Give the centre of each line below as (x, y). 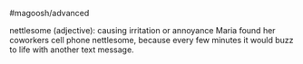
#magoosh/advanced (49, 13)
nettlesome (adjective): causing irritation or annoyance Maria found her (142, 30)
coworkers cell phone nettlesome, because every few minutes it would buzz (151, 40)
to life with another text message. (72, 50)
